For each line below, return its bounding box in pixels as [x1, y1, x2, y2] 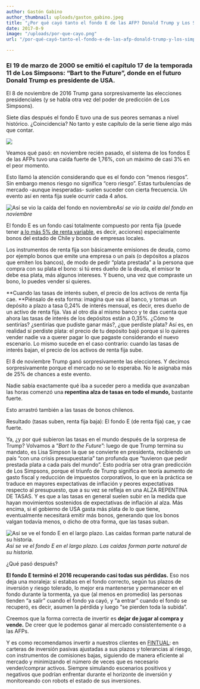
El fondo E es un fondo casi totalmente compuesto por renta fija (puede [6, 222, 182, 229]
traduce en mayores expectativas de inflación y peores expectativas [6, 480, 174, 488]
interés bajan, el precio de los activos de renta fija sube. [6, 346, 143, 353]
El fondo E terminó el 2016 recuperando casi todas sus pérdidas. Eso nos [6, 572, 189, 579]
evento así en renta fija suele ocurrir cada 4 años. [6, 193, 128, 200]
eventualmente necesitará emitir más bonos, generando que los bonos [6, 512, 180, 519]
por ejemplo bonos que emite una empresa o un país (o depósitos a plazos [6, 253, 189, 260]
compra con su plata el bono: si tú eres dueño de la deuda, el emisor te [6, 265, 180, 272]
